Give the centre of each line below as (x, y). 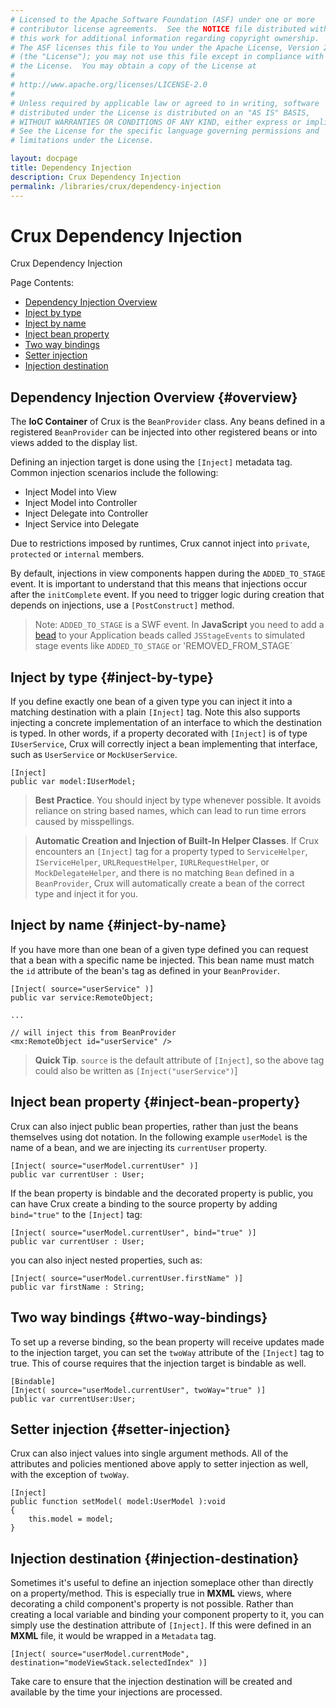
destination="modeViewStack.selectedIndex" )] (109, 1663)
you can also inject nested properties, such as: (106, 1260)
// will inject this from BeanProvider (93, 1032)
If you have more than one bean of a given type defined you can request (159, 949)
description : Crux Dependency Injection (96, 177)
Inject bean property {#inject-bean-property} (155, 1102)
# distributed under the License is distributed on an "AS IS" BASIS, (160, 112)
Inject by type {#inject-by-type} (112, 677)
